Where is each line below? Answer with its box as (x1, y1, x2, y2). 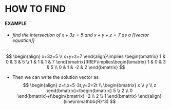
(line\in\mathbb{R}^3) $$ (63, 98, 116, 104)
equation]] (12, 37, 35, 43)
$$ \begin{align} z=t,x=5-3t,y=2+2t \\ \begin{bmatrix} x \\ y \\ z (23, 82, 157, 88)
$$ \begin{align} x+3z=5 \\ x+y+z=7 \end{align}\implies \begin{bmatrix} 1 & (6, 53, 166, 59)
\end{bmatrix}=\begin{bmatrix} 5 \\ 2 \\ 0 (46, 88, 133, 94)
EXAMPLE (5, 20, 27, 26)
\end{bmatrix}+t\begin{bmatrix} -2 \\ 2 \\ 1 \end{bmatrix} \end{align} (17, 93, 162, 99)
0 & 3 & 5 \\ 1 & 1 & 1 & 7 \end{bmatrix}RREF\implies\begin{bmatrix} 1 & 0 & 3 (5, 58, 166, 64)
